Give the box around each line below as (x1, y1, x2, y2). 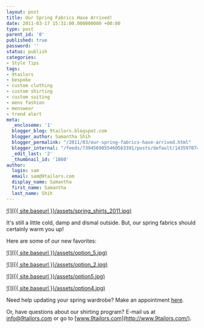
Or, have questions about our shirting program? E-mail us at (6, 308, 156, 315)
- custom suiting (6, 94, 50, 100)
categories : (6, 54, 36, 60)
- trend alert (6, 111, 42, 117)
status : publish (6, 49, 47, 55)
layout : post (6, 9, 39, 15)
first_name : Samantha (12, 185, 67, 191)
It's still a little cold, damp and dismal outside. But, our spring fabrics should (6, 219, 196, 226)
